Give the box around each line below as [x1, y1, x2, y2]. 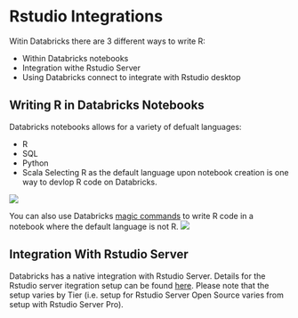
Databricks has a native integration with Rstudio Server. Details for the [9, 270, 266, 281]
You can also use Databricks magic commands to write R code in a [9, 210, 254, 221]
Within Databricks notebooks [21, 53, 129, 63]
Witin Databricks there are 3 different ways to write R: [9, 36, 206, 46]
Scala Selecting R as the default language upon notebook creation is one [21, 167, 289, 177]
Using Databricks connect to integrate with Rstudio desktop [21, 71, 241, 82]
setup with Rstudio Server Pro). [9, 298, 125, 309]
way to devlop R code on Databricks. [21, 176, 157, 187]
